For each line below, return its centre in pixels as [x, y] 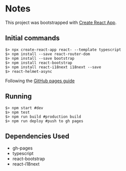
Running [19, 96]
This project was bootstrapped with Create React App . [61, 22]
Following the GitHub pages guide [40, 81]
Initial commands [32, 38]
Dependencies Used [37, 136]
